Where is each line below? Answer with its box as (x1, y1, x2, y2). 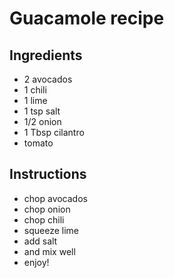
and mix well (23, 245, 76, 257)
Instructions (9, 166, 87, 183)
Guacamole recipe (9, 7, 165, 30)
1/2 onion (23, 116, 62, 127)
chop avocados (23, 192, 88, 204)
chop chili (23, 213, 65, 226)
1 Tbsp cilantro (23, 127, 85, 138)
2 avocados (23, 73, 73, 85)
